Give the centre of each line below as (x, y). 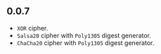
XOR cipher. (32, 28)
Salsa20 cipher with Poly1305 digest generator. (84, 35)
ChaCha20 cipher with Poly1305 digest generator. (85, 43)
